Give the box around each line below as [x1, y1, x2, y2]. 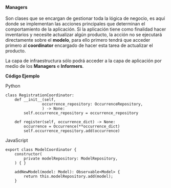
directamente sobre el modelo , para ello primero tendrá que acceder [5, 37, 151, 43]
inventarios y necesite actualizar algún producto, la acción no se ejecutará [5, 32, 162, 38]
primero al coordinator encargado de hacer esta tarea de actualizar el [5, 42, 153, 48]
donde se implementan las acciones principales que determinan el [5, 21, 145, 27]
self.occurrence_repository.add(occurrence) [24, 128, 120, 133]
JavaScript [5, 138, 28, 144]
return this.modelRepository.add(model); [24, 174, 114, 179]
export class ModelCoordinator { [5, 147, 77, 152]
